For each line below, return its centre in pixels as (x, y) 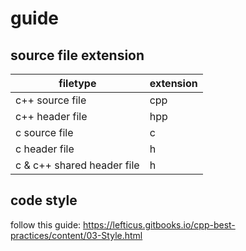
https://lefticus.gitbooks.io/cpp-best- (159, 224)
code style (44, 200)
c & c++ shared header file (77, 165)
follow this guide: (46, 224)
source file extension (77, 55)
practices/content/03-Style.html (76, 235)
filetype (77, 83)
